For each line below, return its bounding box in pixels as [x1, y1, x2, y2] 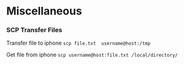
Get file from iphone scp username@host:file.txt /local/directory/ [6, 51, 179, 59]
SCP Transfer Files [6, 26, 63, 34]
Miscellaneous [6, 4, 82, 18]
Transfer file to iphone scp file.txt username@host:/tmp [6, 39, 151, 46]
